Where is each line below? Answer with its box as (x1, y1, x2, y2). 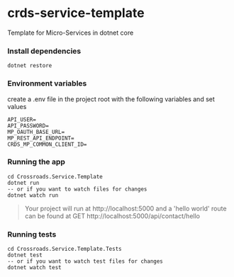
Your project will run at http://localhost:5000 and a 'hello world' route (24, 204, 227, 213)
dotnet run (7, 179, 40, 186)
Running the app (7, 157, 66, 167)
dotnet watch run (7, 191, 59, 199)
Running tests (7, 229, 57, 239)
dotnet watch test (7, 264, 62, 271)
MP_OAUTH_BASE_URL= (7, 128, 65, 135)
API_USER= (7, 115, 37, 123)
